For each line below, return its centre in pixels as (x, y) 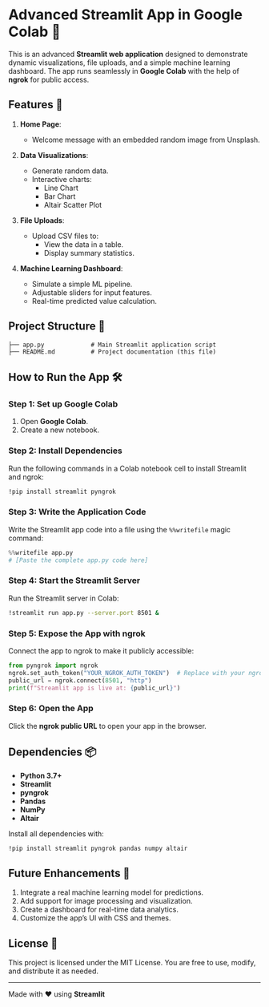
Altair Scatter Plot (73, 204)
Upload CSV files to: (65, 236)
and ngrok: (26, 477)
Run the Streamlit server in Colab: (64, 598)
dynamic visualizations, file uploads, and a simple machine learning (119, 63)
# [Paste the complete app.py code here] (78, 560)
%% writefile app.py (41, 552)
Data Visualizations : (54, 155)
